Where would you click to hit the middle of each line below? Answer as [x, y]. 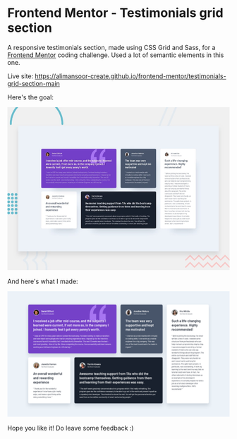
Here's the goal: [31, 97]
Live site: [20, 76]
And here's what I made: [43, 281]
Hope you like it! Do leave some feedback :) [71, 428]
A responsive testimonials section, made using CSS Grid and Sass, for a [111, 47]
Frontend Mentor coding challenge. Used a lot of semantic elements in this [116, 55]
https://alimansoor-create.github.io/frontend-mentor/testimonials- [131, 76]
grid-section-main [34, 83]
